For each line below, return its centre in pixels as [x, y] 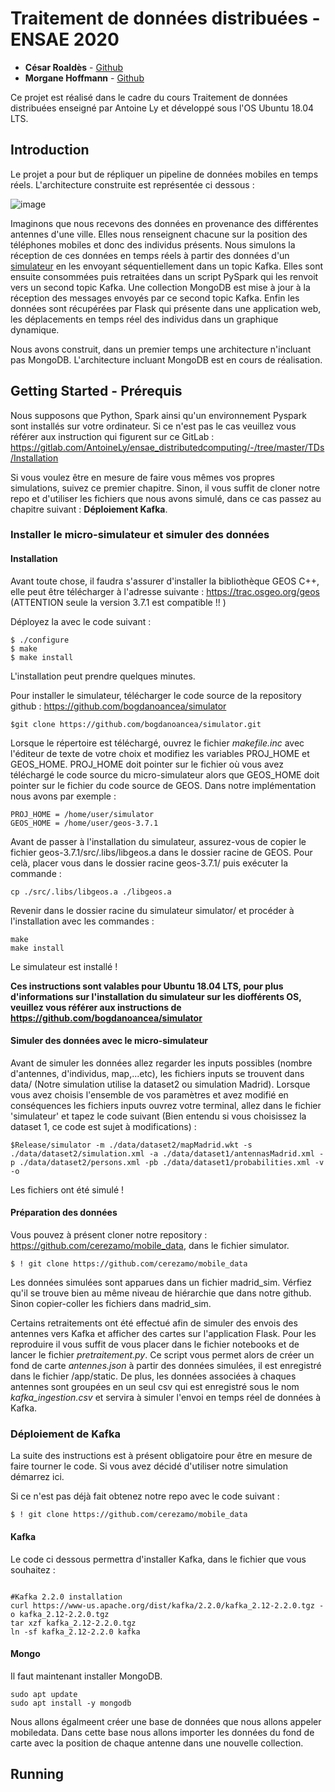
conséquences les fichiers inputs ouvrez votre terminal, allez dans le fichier [166, 1105]
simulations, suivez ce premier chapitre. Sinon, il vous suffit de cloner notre [165, 488]
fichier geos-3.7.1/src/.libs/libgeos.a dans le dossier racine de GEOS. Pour [161, 852]
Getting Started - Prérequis [96, 391]
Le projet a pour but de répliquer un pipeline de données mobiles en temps [164, 174]
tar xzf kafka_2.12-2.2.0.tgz [73, 1623]
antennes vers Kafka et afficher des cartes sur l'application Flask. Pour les [163, 1334]
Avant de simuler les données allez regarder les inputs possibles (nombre [161, 1063]
